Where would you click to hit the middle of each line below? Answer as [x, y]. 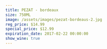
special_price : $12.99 [30, 29]
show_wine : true [23, 39]
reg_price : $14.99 [25, 24]
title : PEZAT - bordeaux [32, 10]
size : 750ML [18, 15]
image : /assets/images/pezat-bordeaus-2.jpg [54, 19]
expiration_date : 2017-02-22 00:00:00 [47, 34]
